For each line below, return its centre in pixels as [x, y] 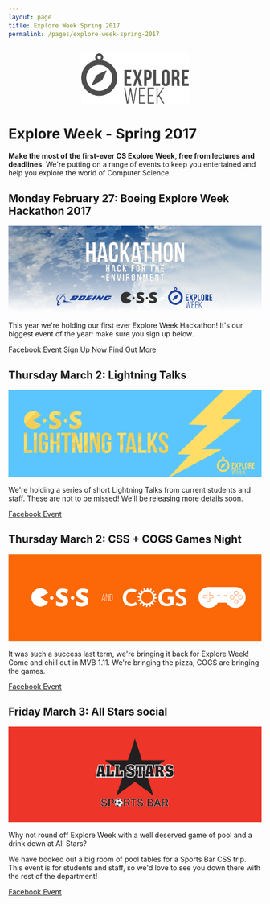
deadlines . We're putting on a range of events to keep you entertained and [132, 164]
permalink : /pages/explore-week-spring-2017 [84, 34]
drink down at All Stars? [47, 844]
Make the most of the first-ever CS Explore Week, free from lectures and [132, 156]
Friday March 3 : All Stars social [88, 712]
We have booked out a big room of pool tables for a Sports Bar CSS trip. [127, 859]
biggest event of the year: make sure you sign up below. [101, 334]
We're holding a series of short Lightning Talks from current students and [130, 489]
